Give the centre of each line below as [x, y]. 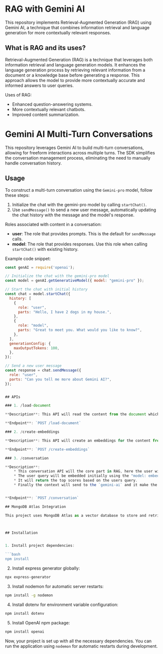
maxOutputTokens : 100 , [37, 348]
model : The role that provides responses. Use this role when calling [80, 244]
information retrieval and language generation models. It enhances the [75, 65]
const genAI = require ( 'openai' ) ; [40, 267]
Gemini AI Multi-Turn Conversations [79, 134]
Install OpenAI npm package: [41, 622]
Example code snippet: [28, 259]
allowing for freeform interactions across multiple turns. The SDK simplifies [80, 153]
